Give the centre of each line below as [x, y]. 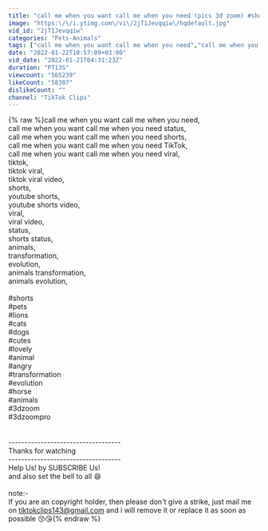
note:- [18, 493]
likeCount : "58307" [41, 82]
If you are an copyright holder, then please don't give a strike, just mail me [130, 502]
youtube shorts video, [44, 205]
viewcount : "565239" [43, 75]
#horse [20, 391]
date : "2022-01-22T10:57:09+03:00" [67, 53]
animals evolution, [38, 281]
